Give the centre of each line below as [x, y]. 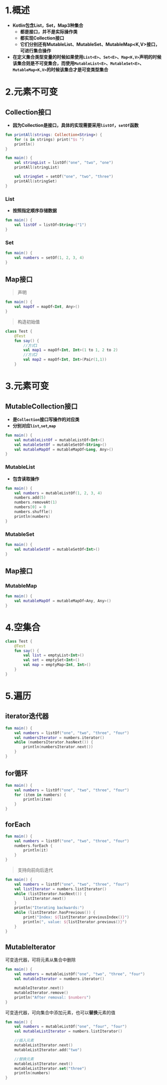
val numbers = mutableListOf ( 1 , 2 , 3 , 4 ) [58, 493]
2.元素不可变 [31, 92]
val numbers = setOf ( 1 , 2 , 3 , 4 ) [49, 258]
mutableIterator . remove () [41, 992]
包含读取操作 [26, 479]
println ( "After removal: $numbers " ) [53, 997]
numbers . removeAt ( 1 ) [36, 503]
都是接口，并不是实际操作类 [49, 31]
